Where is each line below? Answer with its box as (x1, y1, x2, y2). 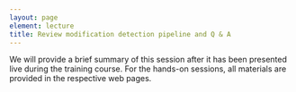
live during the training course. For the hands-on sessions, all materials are (9, 63, 287, 74)
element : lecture (9, 21, 75, 30)
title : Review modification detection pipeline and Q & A (9, 29, 231, 38)
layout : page (9, 13, 58, 22)
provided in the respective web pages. (9, 73, 152, 84)
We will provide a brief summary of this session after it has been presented (9, 54, 288, 65)
